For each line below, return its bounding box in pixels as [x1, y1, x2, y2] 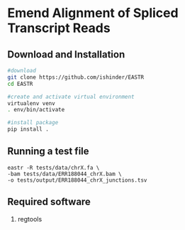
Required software [7, 196, 91, 208]
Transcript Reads [7, 20, 111, 36]
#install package [7, 119, 59, 126]
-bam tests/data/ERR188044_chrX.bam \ [7, 170, 122, 177]
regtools [17, 214, 43, 223]
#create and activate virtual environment [7, 93, 135, 100]
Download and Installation [7, 48, 125, 60]
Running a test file [7, 146, 90, 158]
